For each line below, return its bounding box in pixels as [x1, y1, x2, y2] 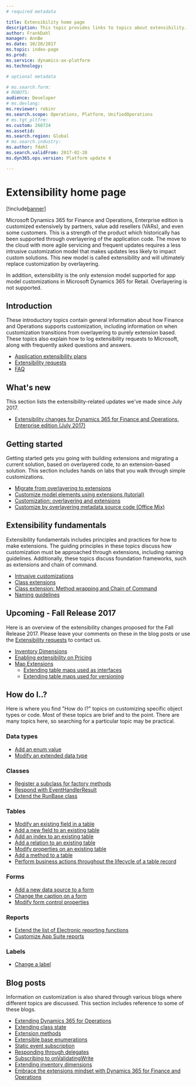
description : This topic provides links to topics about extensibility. [6, 25, 187, 31]
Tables [6, 807, 26, 815]
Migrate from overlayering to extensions [14, 485, 111, 491]
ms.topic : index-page [6, 46, 59, 53]
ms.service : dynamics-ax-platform [6, 57, 91, 63]
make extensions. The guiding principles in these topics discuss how [6, 542, 172, 549]
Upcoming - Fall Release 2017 [6, 608, 116, 618]
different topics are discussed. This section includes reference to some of [6, 1000, 184, 1007]
